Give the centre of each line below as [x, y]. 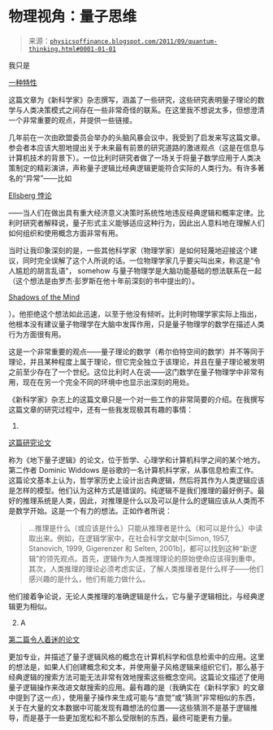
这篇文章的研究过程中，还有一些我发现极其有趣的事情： [101, 409]
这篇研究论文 [30, 442]
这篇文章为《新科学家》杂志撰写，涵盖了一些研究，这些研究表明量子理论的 [133, 99]
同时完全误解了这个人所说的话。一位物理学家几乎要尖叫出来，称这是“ [138, 260]
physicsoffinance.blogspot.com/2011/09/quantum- [134, 42]
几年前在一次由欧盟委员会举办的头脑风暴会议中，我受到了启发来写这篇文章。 [136, 137]
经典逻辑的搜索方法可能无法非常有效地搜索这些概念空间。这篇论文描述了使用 [136, 677]
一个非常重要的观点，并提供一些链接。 [72, 120]
